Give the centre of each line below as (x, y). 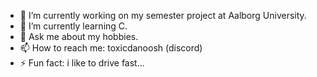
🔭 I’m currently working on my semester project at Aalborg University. (163, 15)
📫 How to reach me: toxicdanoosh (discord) (111, 48)
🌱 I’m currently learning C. (73, 26)
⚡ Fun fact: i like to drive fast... (82, 63)
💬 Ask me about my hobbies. (79, 36)
